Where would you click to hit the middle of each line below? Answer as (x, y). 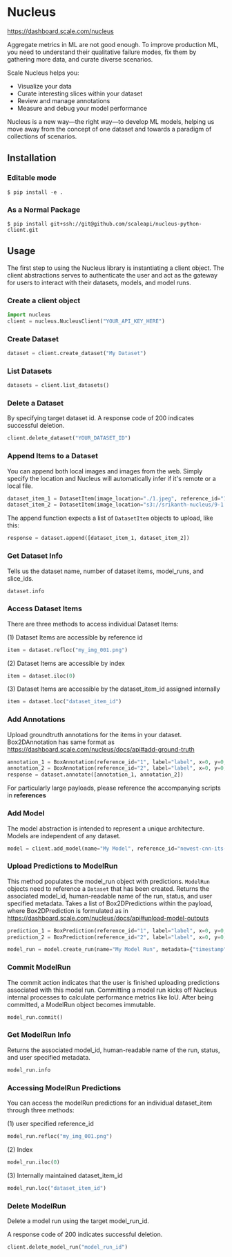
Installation (32, 158)
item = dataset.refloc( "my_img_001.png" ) (68, 650)
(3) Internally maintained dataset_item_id (65, 1175)
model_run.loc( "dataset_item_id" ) (57, 1188)
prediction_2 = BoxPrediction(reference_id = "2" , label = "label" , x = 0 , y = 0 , (117, 937)
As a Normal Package (44, 210)
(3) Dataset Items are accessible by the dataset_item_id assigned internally (114, 689)
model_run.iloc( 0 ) (33, 1162)
